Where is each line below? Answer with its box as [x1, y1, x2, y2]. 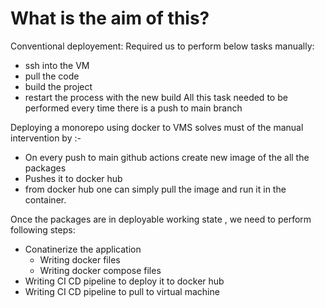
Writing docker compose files [39, 264, 162, 276]
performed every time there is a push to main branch [24, 102, 243, 114]
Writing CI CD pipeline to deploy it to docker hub [24, 275, 225, 287]
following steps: [10, 223, 76, 236]
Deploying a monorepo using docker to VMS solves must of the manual [10, 121, 304, 133]
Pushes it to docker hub [24, 172, 123, 184]
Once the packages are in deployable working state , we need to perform [10, 213, 312, 225]
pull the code [24, 70, 80, 82]
